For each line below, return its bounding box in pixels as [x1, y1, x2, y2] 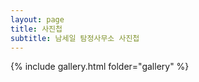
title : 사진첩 [10, 24, 63, 34]
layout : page [10, 14, 65, 25]
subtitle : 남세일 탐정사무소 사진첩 [10, 33, 140, 43]
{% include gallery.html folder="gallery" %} [10, 61, 190, 73]
